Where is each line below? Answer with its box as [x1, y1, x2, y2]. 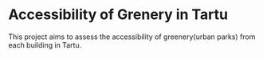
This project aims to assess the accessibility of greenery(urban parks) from [8, 32, 256, 41]
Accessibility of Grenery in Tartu [8, 6, 229, 24]
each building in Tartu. [8, 40, 82, 49]
